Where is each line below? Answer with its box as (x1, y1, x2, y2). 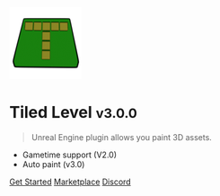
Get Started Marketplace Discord (9, 176, 132, 187)
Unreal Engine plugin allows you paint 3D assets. (31, 131, 213, 142)
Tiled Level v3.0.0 (9, 102, 137, 123)
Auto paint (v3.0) (22, 158, 85, 169)
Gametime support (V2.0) (22, 149, 117, 160)
